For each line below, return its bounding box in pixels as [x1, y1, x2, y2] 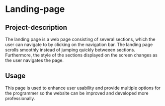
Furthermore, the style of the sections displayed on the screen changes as [5, 52, 158, 58]
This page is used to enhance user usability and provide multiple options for [5, 85, 161, 91]
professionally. [5, 95, 35, 101]
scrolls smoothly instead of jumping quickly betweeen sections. [5, 47, 136, 53]
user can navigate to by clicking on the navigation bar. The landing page [5, 42, 153, 48]
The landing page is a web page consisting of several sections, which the [5, 36, 156, 42]
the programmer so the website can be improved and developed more [5, 90, 149, 96]
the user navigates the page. [5, 57, 64, 63]
